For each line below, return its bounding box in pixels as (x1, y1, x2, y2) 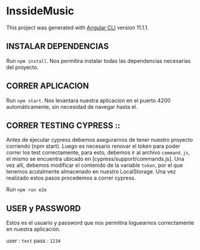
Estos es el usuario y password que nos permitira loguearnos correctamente (6, 219, 195, 227)
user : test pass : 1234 (6, 237, 61, 245)
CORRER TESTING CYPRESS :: (6, 120, 121, 130)
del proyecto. (6, 63, 39, 71)
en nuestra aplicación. (6, 225, 61, 233)
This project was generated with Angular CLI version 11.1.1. (6, 24, 149, 31)
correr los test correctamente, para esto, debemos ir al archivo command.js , (6, 149, 190, 156)
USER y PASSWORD (6, 203, 81, 214)
